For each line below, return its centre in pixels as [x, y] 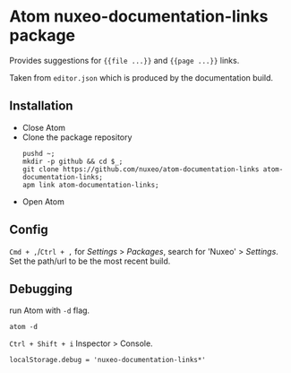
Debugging [41, 289]
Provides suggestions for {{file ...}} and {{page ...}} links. [124, 60]
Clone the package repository [77, 137]
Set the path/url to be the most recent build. [90, 261]
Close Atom [43, 127]
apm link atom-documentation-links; [90, 185]
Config [29, 230]
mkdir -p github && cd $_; [73, 161]
